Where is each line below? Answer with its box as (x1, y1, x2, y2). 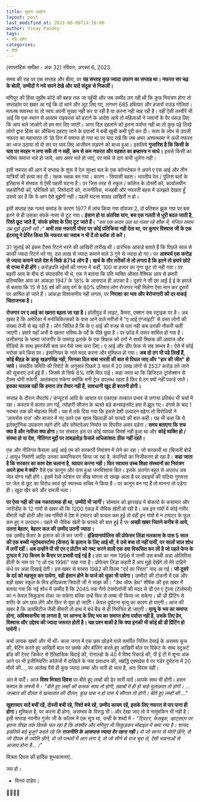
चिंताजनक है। (6, 297, 33, 304)
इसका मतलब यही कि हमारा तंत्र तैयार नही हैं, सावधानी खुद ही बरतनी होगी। (6, 382, 141, 389)
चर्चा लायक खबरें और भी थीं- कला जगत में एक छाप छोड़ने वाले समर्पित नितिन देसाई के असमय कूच (6, 637, 188, 644)
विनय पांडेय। (14, 777, 40, 784)
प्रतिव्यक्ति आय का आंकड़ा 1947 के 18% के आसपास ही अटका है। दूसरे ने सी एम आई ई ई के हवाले (6, 277, 192, 284)
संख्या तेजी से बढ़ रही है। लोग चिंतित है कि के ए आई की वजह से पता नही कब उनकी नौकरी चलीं (6, 322, 183, 329)
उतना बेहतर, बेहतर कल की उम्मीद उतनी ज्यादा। (6, 525, 95, 532)
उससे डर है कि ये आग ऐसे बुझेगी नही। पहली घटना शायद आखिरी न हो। (6, 193, 139, 200)
